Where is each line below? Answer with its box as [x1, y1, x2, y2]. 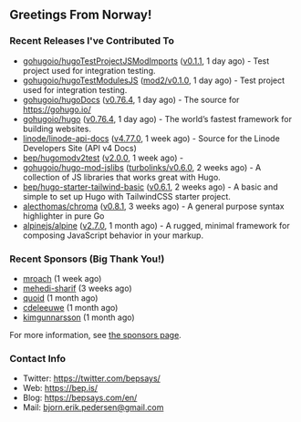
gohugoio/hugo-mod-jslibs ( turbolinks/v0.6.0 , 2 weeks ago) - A [22, 161, 262, 172]
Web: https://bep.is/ [22, 383, 99, 394]
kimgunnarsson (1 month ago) [22, 312, 135, 323]
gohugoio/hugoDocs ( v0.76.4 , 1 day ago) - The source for [22, 94, 240, 105]
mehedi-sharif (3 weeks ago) [22, 283, 132, 293]
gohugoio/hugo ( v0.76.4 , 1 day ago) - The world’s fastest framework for [22, 113, 292, 124]
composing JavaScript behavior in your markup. [22, 230, 203, 241]
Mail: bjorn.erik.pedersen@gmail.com [22, 402, 164, 413]
